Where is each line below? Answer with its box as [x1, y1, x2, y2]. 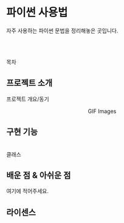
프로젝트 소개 [6, 78, 53, 89]
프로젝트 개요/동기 [6, 95, 50, 103]
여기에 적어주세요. [6, 188, 49, 195]
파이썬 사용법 [6, 5, 68, 20]
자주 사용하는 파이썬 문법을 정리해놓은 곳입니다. [6, 27, 119, 34]
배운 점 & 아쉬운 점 [6, 170, 71, 180]
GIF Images [88, 108, 117, 115]
